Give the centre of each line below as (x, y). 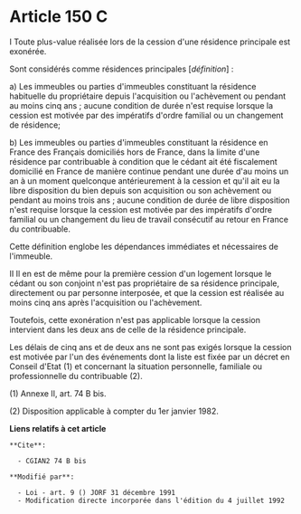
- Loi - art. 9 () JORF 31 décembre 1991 (97, 492)
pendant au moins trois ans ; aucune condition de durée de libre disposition (150, 200)
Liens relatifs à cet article (58, 428)
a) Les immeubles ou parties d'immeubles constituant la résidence (133, 86)
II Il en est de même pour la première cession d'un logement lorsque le (141, 273)
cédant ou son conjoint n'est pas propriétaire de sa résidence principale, (145, 283)
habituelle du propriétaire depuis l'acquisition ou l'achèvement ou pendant (148, 96)
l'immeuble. (31, 256)
